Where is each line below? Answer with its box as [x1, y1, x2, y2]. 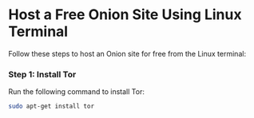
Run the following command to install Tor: [8, 87, 145, 96]
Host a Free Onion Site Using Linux [8, 6, 242, 24]
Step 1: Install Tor [8, 69, 77, 80]
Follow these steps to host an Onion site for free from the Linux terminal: [8, 49, 246, 58]
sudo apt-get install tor [8, 102, 94, 111]
